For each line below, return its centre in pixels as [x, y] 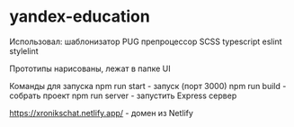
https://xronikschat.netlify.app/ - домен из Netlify [101, 113]
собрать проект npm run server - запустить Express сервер [123, 95]
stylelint [24, 50]
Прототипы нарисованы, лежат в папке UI [90, 68]
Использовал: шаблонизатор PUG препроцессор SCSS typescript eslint [146, 41]
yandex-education [80, 17]
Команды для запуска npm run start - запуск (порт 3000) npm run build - [148, 86]
